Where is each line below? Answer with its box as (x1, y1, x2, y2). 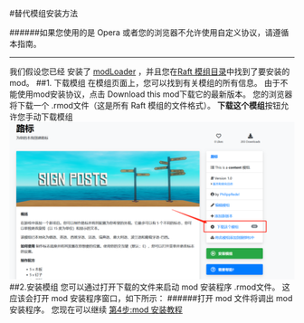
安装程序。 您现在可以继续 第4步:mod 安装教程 (9, 304, 184, 315)
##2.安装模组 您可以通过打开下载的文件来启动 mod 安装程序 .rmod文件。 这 (9, 281, 290, 292)
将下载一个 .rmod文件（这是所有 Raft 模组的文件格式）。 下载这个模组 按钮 (9, 100, 281, 110)
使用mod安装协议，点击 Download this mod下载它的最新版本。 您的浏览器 (16, 89, 293, 100)
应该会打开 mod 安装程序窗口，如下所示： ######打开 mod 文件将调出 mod (9, 292, 293, 303)
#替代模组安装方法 (9, 8, 79, 18)
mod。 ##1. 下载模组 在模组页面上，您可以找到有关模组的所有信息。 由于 (9, 78, 280, 88)
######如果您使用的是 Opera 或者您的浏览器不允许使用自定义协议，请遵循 (9, 27, 290, 38)
